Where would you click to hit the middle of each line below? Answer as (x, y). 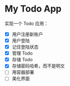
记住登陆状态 (25, 47)
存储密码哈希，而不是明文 (38, 66)
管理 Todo (22, 53)
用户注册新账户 (27, 34)
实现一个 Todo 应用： (26, 23)
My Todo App (33, 9)
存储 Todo (22, 60)
